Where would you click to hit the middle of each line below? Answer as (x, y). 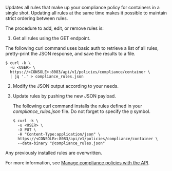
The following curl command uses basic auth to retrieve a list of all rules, (82, 48)
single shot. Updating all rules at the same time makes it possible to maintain (86, 13)
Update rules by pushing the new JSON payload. (64, 96)
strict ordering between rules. (37, 18)
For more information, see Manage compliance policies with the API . (78, 163)
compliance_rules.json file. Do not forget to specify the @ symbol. (81, 111)
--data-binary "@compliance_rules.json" (61, 143)
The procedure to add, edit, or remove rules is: (55, 28)
